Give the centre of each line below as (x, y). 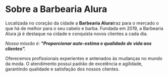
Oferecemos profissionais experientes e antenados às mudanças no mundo (84, 58)
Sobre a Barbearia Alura (56, 9)
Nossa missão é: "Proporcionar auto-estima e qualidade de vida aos (78, 43)
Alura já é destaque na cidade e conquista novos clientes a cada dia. (76, 33)
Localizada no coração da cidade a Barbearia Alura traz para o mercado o (82, 23)
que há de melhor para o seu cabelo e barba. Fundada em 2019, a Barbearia (84, 28)
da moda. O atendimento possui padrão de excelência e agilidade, (74, 63)
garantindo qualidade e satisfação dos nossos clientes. (63, 69)
